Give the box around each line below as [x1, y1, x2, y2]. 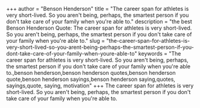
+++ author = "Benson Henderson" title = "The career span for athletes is [6, 5, 189, 12]
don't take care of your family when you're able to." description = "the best [6, 18, 193, 25]
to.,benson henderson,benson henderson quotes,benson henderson [6, 69, 176, 76]
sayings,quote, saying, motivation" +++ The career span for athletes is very [6, 82, 194, 89]
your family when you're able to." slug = [6, 37, 105, 44]
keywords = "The [138, 50, 181, 57]
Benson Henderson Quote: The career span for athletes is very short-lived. [6, 24, 192, 31]
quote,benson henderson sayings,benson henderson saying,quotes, [6, 75, 176, 83]
